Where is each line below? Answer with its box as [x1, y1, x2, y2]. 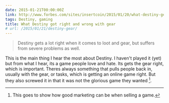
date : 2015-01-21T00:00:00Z [5, 7, 64, 13]
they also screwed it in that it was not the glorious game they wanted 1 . [5, 77, 152, 83]
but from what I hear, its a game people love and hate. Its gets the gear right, [5, 61, 164, 67]
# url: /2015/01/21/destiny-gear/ [5, 26, 78, 31]
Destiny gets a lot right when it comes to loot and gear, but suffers [17, 40, 155, 46]
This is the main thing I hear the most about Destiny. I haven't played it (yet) [5, 55, 162, 61]
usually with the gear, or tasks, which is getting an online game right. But [5, 71, 156, 77]
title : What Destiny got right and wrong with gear [5, 21, 116, 27]
